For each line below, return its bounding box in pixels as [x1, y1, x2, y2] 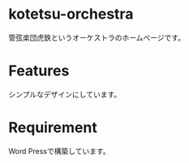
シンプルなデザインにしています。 [8, 89, 122, 99]
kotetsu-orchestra [8, 5, 134, 24]
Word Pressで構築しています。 [8, 146, 111, 156]
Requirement [8, 118, 97, 137]
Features [8, 62, 70, 80]
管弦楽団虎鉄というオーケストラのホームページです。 [8, 32, 185, 42]
